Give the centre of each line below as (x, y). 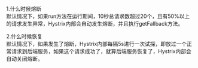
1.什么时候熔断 (24, 9)
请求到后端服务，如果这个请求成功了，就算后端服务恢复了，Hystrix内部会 (101, 51)
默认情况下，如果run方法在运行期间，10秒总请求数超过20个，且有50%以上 (98, 16)
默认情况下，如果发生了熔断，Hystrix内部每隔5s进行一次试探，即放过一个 (97, 44)
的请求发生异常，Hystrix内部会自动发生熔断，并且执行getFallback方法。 (95, 24)
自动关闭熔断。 (25, 59)
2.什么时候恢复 (25, 36)
